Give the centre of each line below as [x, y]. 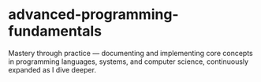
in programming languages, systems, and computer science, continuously [129, 61]
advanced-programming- [93, 15]
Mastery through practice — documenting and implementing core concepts [131, 53]
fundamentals [55, 31]
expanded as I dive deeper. [52, 69]
